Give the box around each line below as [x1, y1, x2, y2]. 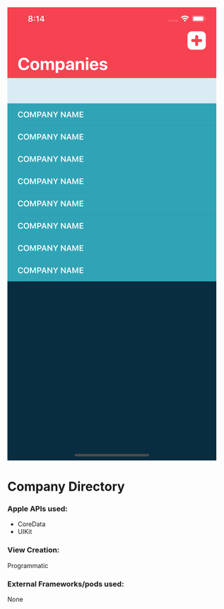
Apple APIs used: [7, 504, 69, 514]
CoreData [17, 520, 46, 528]
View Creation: [7, 545, 60, 555]
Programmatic [7, 561, 49, 569]
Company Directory [7, 479, 125, 495]
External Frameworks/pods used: [7, 579, 124, 588]
